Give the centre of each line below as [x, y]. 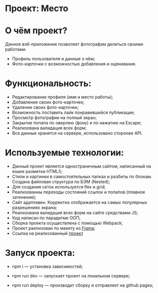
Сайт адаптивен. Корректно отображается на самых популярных [79, 202]
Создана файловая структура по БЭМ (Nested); [61, 182]
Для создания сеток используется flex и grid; [59, 187]
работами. [16, 50]
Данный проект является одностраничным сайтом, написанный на [81, 166]
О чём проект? [36, 31]
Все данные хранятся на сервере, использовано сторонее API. [77, 133]
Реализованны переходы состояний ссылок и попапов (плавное [79, 192]
